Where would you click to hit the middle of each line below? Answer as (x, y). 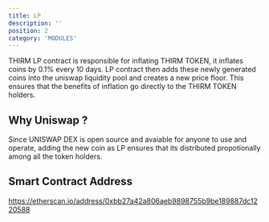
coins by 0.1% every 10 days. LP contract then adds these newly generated (132, 70)
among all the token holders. (55, 156)
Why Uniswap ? (48, 120)
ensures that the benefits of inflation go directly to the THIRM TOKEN (122, 87)
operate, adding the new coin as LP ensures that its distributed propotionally (134, 148)
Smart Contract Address (71, 182)
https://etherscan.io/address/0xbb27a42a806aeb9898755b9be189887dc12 (133, 200)
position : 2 (28, 30)
